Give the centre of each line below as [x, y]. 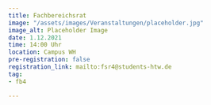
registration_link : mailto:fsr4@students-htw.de [90, 67]
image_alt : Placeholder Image [58, 30]
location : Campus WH [42, 52]
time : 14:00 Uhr [35, 45]
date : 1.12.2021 [35, 37]
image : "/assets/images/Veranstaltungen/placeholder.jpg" [106, 23]
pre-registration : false [49, 60]
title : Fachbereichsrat [48, 15]
